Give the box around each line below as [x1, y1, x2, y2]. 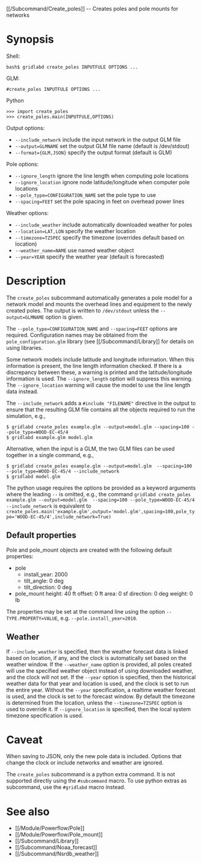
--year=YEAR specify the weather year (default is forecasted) [14, 253, 165, 260]
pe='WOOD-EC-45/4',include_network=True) [6, 514, 112, 520]
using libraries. [6, 344, 43, 351]
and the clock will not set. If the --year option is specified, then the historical [6, 673, 196, 681]
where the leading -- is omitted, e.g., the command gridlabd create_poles [6, 490, 191, 497]
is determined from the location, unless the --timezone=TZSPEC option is [6, 699, 183, 706]
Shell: [6, 52, 20, 60]
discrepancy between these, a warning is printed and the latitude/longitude [6, 369, 192, 376]
